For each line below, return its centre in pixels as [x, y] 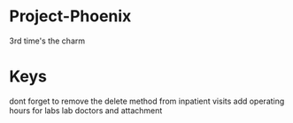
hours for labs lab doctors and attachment [86, 110]
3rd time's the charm [47, 41]
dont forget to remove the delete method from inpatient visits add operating [147, 101]
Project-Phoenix [70, 16]
